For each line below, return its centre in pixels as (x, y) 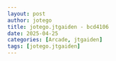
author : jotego (30, 20)
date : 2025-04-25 (33, 33)
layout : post (27, 14)
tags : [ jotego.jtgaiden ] (44, 46)
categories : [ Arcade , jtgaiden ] (55, 40)
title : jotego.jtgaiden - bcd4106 (58, 27)
